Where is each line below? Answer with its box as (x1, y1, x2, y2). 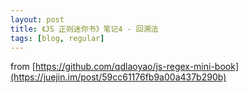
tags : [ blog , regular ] (10, 33, 105, 43)
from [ (10, 61, 36, 73)
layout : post (10, 14, 65, 25)
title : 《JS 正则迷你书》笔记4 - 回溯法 (10, 24, 159, 34)
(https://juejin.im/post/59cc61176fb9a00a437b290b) (10, 71, 227, 83)
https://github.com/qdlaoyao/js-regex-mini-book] (34, 61, 240, 73)
